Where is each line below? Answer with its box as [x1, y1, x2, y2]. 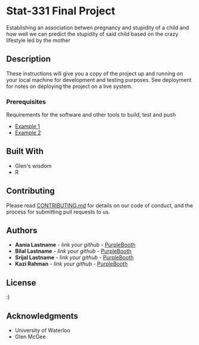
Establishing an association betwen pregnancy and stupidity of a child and [6, 24, 189, 31]
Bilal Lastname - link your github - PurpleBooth [14, 248, 132, 255]
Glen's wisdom [14, 162, 52, 169]
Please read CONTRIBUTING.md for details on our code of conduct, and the [6, 201, 193, 209]
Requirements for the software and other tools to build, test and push [6, 111, 176, 118]
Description [6, 54, 51, 64]
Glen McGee [14, 333, 46, 340]
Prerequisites [6, 97, 46, 106]
